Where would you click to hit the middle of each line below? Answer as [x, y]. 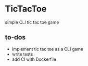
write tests [22, 54]
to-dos [15, 37]
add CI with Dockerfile [34, 59]
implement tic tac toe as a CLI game [47, 49]
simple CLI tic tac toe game [32, 22]
